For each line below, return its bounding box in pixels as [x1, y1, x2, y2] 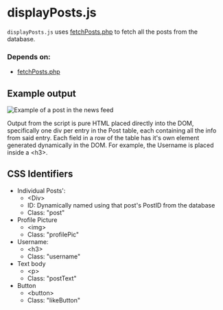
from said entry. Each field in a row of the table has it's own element [7, 134, 200, 142]
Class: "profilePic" [27, 230, 80, 239]
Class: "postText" [27, 274, 77, 283]
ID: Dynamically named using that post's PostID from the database [27, 201, 215, 209]
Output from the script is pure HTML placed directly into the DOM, [7, 119, 194, 128]
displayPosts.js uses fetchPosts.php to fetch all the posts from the [7, 27, 198, 36]
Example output [7, 87, 77, 99]
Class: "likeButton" [27, 296, 81, 304]
